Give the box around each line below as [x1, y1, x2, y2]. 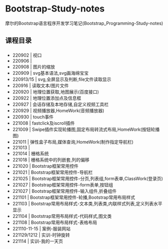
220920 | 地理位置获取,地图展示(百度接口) [12, 89, 99, 95]
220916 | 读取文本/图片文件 [12, 83, 69, 89]
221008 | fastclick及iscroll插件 [12, 120, 75, 126]
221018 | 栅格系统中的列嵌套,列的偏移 [12, 157, 90, 163]
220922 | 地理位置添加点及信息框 [12, 95, 81, 101]
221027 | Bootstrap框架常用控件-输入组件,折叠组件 [12, 188, 117, 194]
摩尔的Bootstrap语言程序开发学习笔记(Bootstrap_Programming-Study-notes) [5, 20, 163, 26]
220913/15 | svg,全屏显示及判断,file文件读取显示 [12, 76, 112, 83]
